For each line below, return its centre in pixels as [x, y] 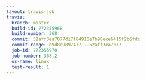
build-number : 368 [35, 34]
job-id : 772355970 [35, 50]
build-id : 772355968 [37, 28]
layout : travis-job [31, 12]
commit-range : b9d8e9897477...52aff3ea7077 [66, 45]
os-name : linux [31, 61]
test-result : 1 [31, 67]
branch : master [31, 23]
